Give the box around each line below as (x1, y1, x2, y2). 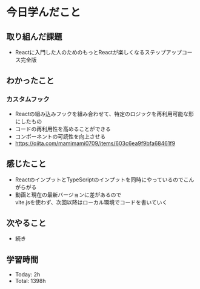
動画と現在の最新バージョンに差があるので (15, 191, 122, 198)
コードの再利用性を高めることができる (15, 125, 111, 132)
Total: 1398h (15, 278, 46, 285)
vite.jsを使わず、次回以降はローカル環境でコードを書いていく (15, 198, 168, 206)
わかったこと (6, 76, 55, 86)
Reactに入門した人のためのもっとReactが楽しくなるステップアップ (15, 49, 182, 56)
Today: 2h (15, 271, 41, 278)
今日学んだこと (6, 5, 81, 19)
